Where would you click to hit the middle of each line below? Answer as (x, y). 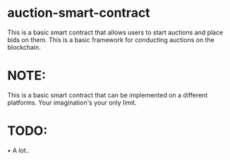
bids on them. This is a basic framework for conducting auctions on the (111, 39)
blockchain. (24, 47)
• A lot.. (18, 150)
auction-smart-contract (79, 13)
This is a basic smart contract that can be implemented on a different (108, 95)
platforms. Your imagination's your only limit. (72, 102)
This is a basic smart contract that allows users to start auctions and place (115, 32)
